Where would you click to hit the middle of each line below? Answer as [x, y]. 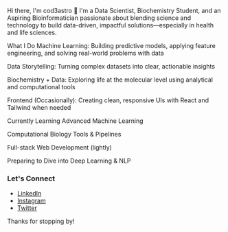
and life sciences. [32, 32]
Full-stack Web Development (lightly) [59, 147]
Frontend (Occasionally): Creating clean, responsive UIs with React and [108, 100]
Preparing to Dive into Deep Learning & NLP [69, 161]
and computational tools [41, 87]
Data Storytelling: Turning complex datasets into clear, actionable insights [111, 66]
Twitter [27, 208]
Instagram [31, 201]
